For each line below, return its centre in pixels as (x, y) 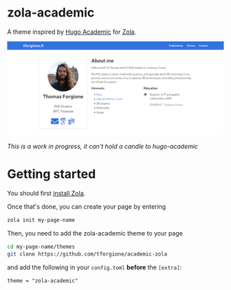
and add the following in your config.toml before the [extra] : (95, 267)
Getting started (52, 174)
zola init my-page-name (41, 220)
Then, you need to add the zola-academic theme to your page (95, 233)
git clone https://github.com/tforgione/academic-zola (87, 254)
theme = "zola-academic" (43, 280)
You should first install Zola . (46, 193)
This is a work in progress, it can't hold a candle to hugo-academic (102, 146)
